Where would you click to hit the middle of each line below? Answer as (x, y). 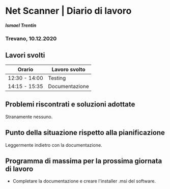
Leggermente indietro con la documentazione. (54, 145)
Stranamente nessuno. (29, 117)
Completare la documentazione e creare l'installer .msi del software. (84, 181)
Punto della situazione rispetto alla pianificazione (85, 133)
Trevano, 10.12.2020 (31, 39)
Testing (57, 78)
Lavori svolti (25, 55)
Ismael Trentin (21, 25)
